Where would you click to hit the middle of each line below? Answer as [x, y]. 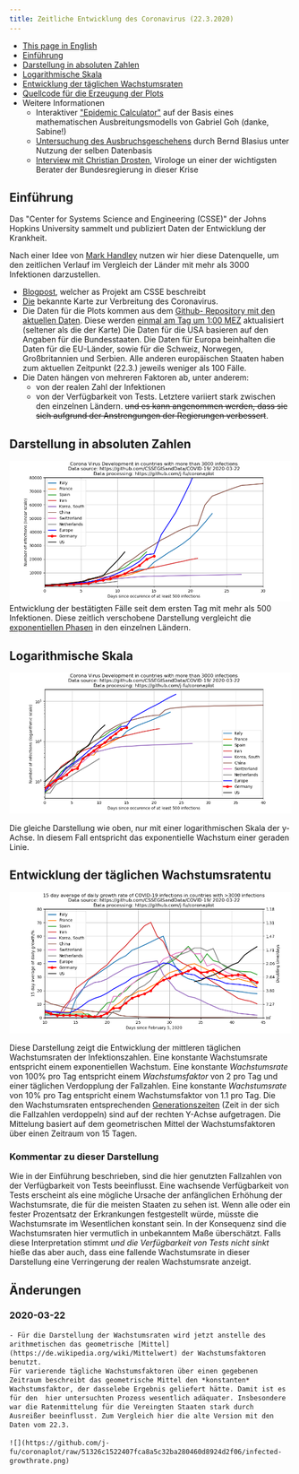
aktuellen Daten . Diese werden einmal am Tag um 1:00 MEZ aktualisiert [153, 321]
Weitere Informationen [64, 102]
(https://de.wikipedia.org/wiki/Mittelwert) [94, 1353]
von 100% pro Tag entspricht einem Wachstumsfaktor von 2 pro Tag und [144, 1076]
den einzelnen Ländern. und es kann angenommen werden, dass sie [162, 406]
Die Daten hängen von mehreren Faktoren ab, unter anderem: [135, 377]
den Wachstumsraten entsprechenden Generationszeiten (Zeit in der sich [145, 1105]
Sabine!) [51, 131]
